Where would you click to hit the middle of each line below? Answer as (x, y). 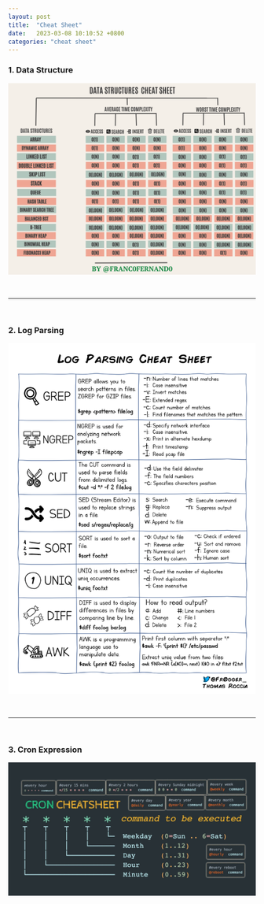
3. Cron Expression (45, 750)
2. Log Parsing (36, 330)
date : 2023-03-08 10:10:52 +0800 (66, 33)
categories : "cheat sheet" (52, 42)
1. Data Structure (41, 70)
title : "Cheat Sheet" (45, 25)
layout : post (29, 17)
